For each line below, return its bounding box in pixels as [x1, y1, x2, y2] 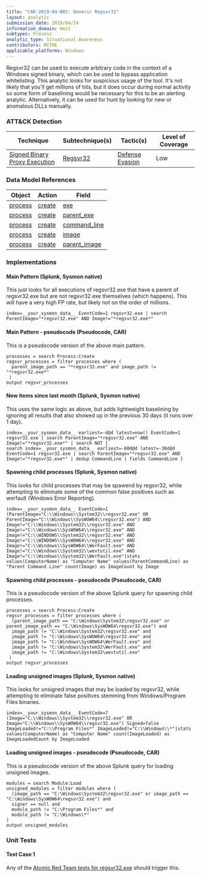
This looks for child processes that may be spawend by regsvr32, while [6, 482, 182, 489]
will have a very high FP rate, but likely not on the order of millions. [6, 299, 170, 306]
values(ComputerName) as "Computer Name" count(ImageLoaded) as [6, 731, 170, 737]
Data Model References [6, 175, 76, 184]
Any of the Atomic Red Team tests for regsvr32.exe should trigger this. [6, 864, 181, 871]
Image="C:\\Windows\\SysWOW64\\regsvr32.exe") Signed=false [6, 721, 160, 727]
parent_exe [62, 211, 95, 219]
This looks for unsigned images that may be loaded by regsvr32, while [6, 686, 179, 693]
